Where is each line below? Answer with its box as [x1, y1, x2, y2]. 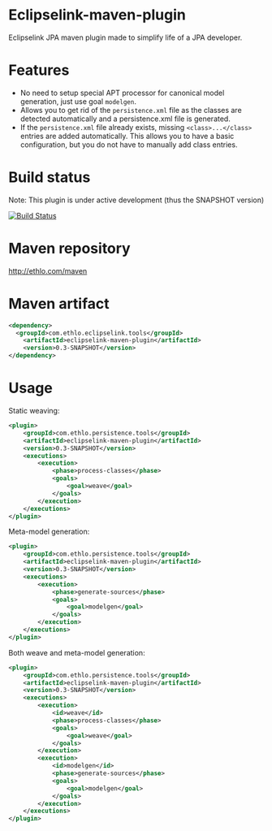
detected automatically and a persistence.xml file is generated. [19, 114, 231, 123]
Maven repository [8, 240, 132, 258]
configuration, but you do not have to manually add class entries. [19, 140, 238, 149]
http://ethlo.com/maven [8, 266, 88, 275]
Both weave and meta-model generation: [8, 647, 145, 657]
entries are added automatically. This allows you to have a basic [19, 131, 235, 141]
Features [8, 61, 70, 80]
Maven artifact [8, 294, 110, 313]
